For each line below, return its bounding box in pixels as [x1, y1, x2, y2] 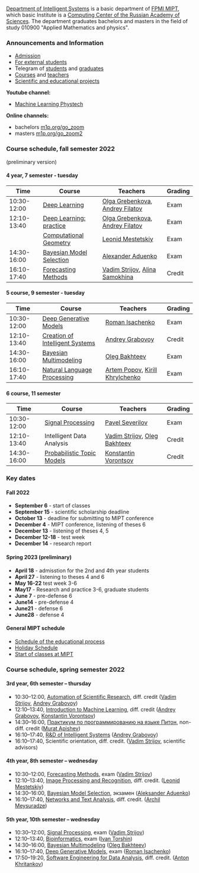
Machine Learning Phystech [14, 100, 84, 108]
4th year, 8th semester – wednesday [6, 757, 98, 764]
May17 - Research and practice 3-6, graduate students [14, 585, 149, 593]
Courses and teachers [14, 71, 69, 78]
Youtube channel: [6, 89, 51, 96]
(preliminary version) [6, 158, 57, 165]
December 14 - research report [14, 540, 92, 547]
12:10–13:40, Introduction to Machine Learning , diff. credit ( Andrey [14, 705, 176, 713]
